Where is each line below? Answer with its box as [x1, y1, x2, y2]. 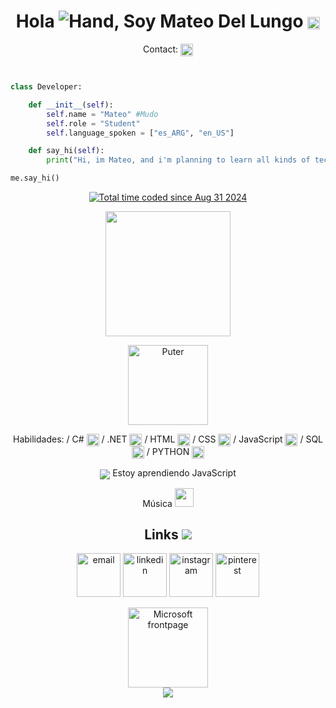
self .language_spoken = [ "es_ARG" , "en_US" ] [46, 128, 235, 138]
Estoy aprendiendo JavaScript [112, 467, 237, 479]
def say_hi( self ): [28, 146, 105, 156]
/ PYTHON [146, 446, 190, 458]
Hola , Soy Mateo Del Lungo [15, 10, 304, 33]
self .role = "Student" [46, 118, 141, 129]
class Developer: [10, 82, 83, 92]
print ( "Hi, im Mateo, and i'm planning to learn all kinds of [46, 155, 311, 165]
